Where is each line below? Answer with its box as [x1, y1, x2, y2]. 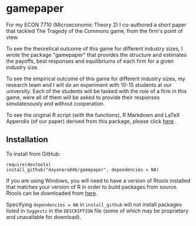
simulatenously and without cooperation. [6, 100, 105, 107]
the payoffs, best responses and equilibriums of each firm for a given [6, 58, 174, 65]
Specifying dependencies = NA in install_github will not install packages [6, 201, 182, 208]
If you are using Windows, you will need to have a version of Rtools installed [6, 177, 190, 184]
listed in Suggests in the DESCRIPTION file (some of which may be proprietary [6, 207, 189, 214]
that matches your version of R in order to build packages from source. [6, 183, 178, 190]
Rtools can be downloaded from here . [6, 190, 98, 197]
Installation [6, 134, 48, 145]
